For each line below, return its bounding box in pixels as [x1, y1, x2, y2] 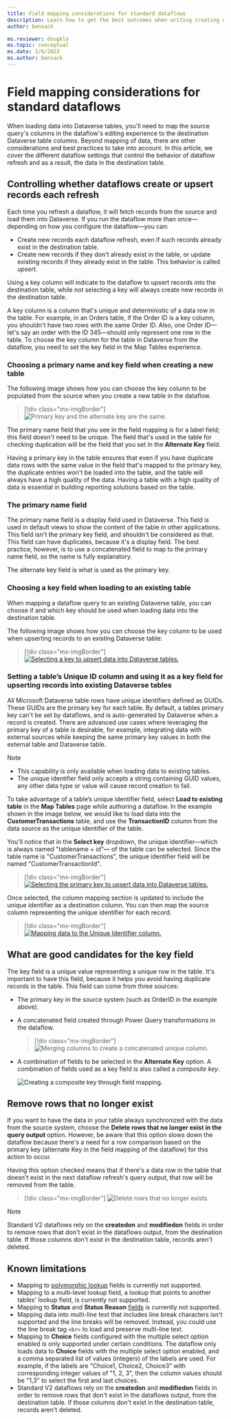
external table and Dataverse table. [7, 740, 107, 748]
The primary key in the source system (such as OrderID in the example [16, 995, 218, 1003]
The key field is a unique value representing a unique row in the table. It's [7, 967, 215, 976]
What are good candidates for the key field [7, 949, 194, 960]
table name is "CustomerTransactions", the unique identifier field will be [7, 852, 210, 861]
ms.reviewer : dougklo [7, 35, 69, 42]
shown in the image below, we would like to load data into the [7, 809, 181, 818]
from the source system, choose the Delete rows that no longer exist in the [7, 1123, 222, 1131]
